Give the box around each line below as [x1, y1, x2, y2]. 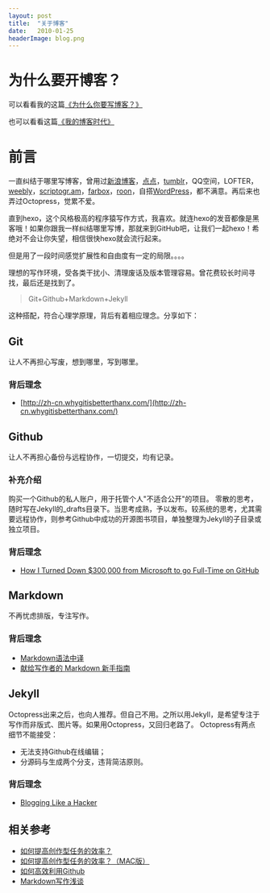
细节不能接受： [8, 729, 58, 739]
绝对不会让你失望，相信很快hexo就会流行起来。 [8, 234, 166, 243]
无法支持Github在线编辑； [19, 746, 106, 756]
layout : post [8, 11, 52, 20]
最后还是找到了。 [22, 278, 79, 288]
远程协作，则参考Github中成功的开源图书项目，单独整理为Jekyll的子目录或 [15, 514, 262, 524]
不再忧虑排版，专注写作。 [8, 611, 93, 621]
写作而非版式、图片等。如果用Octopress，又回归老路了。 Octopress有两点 [8, 719, 256, 729]
